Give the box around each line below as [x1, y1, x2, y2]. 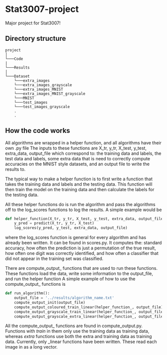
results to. [5, 166, 26, 172]
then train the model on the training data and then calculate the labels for [5, 186, 155, 192]
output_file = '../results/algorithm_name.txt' [14, 295, 114, 301]
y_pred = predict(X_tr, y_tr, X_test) [14, 221, 94, 226]
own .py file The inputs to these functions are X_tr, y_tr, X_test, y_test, [5, 145, 147, 151]
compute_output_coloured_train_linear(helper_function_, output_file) [14, 305, 164, 310]
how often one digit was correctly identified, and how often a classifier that [5, 250, 159, 256]
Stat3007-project [5, 3, 79, 15]
